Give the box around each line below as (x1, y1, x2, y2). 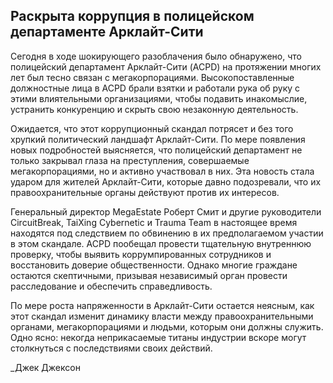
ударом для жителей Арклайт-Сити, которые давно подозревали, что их (10, 175, 322, 188)
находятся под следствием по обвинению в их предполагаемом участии (10, 227, 324, 239)
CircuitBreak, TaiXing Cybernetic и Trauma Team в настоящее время (10, 216, 298, 228)
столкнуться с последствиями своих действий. (10, 342, 213, 354)
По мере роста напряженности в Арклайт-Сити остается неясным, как (10, 299, 315, 311)
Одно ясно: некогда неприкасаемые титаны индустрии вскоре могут (10, 331, 307, 343)
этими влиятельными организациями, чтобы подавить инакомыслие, (10, 92, 308, 104)
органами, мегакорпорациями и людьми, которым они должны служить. (10, 320, 324, 333)
